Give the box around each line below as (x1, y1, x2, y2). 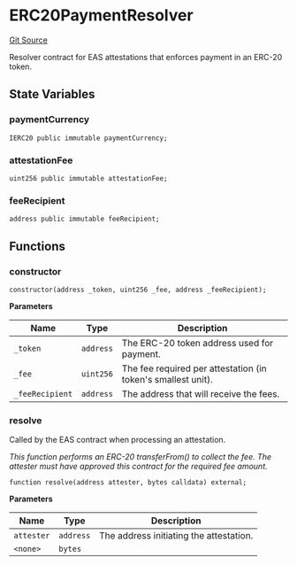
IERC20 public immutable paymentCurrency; (9, 134, 168, 143)
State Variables (9, 87, 95, 102)
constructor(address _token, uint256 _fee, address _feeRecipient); (9, 285, 267, 294)
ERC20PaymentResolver (9, 5, 194, 26)
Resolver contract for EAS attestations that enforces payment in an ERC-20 (9, 51, 283, 62)
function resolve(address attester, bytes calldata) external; (9, 478, 247, 487)
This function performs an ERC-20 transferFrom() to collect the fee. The (9, 452, 272, 462)
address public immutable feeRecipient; (9, 214, 161, 224)
